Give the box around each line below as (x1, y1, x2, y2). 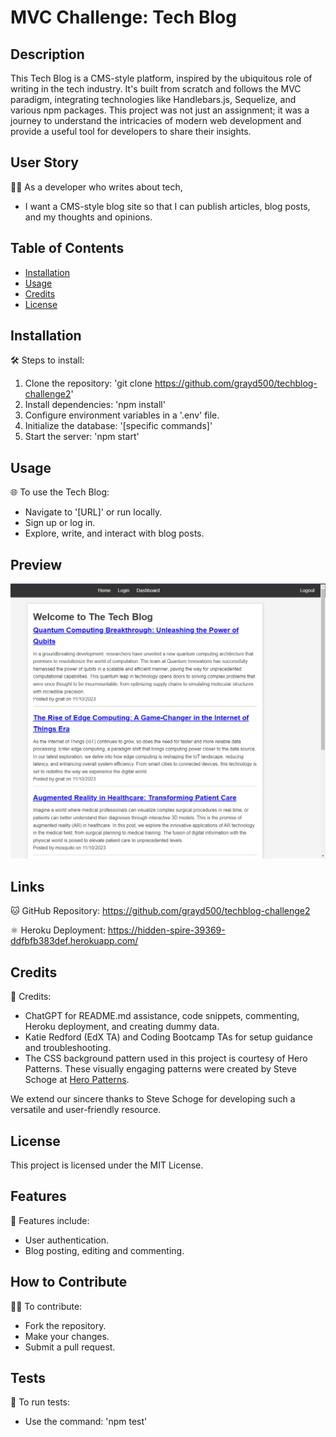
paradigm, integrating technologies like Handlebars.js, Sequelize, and (10, 94, 297, 105)
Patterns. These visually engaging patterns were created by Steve (24, 1063, 297, 1075)
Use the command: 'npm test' (24, 1416, 148, 1428)
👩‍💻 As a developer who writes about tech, (10, 181, 183, 193)
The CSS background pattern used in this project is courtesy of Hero (24, 1052, 308, 1065)
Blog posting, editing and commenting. (24, 1244, 185, 1256)
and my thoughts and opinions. (24, 211, 153, 223)
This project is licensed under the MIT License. (10, 1159, 204, 1171)
